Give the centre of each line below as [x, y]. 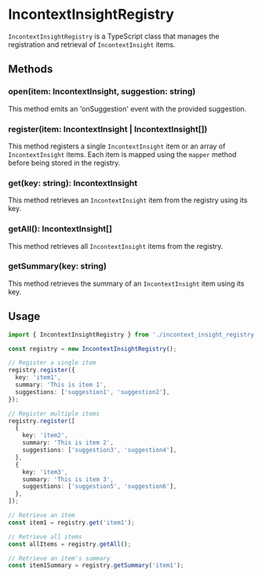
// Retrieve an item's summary [59, 558]
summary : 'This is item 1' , [61, 385]
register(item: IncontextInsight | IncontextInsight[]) [108, 129]
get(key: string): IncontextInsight [73, 183]
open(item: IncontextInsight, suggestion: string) [102, 92]
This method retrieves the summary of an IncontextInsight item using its [126, 283]
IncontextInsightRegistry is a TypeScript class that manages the [114, 36]
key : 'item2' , [45, 436]
